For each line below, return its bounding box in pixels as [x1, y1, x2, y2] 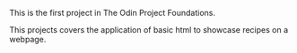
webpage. [9, 34, 47, 44]
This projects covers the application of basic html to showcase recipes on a [9, 25, 289, 34]
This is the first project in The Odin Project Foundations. [9, 8, 216, 18]
